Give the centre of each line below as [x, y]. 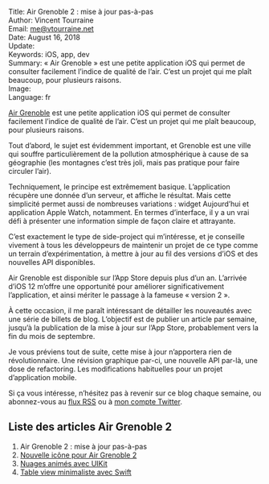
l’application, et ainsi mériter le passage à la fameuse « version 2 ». [119, 295]
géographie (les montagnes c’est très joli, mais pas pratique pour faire [124, 163]
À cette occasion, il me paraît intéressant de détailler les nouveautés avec [130, 310]
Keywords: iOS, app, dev [49, 54]
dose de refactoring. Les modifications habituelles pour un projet [116, 369]
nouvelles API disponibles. [52, 262]
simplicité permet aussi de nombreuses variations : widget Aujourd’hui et [129, 204]
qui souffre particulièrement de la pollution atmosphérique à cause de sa [128, 154]
